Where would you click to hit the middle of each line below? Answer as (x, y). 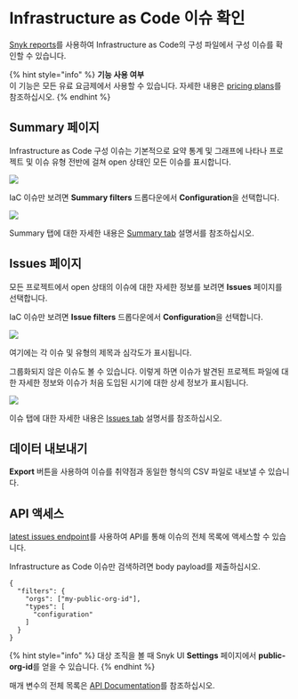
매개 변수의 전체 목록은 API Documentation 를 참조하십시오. (112, 686)
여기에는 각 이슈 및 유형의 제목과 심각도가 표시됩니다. (101, 352)
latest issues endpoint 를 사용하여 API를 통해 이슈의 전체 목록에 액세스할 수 (140, 537)
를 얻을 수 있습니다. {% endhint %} (94, 667)
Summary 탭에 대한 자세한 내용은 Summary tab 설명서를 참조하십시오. (132, 233)
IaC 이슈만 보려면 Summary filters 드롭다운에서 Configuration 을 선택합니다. (145, 197)
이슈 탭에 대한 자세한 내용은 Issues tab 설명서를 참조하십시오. (116, 418)
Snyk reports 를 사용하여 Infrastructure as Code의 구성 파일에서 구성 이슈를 (141, 44)
